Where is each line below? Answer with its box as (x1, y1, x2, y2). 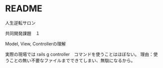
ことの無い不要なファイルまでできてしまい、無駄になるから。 (9, 57, 135, 63)
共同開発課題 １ (5, 30, 40, 36)
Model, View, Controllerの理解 (5, 40, 66, 47)
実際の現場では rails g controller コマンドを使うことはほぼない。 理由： (5, 51, 154, 57)
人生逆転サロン (5, 20, 36, 26)
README (5, 3, 43, 14)
